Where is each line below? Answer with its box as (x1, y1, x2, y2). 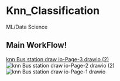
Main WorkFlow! (6, 40, 67, 50)
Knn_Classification (6, 4, 100, 17)
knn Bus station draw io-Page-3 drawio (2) (6, 55, 109, 62)
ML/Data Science (6, 23, 48, 30)
